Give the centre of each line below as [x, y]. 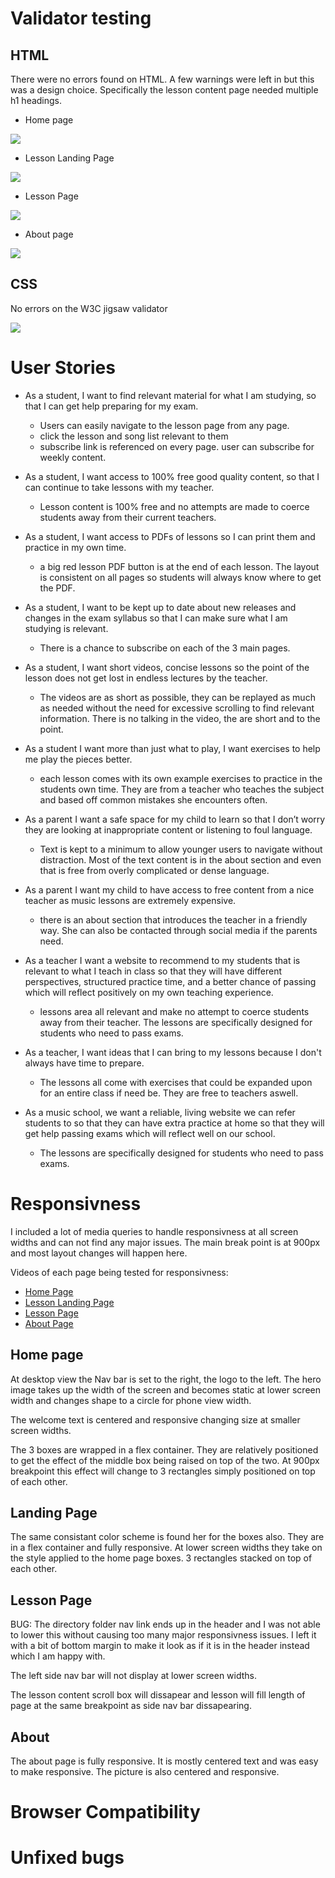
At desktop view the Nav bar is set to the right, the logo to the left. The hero [166, 1379]
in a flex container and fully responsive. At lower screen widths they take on [166, 1548]
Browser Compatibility [105, 1812]
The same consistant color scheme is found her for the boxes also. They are [167, 1537]
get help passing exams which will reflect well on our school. [150, 1133]
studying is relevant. [66, 628]
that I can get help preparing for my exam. [111, 406]
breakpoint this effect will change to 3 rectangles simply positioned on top [163, 1471]
